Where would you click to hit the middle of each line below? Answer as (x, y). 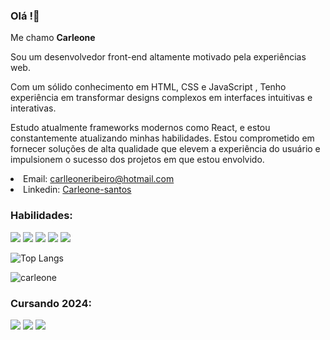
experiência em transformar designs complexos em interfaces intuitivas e (161, 98)
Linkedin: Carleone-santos (77, 190)
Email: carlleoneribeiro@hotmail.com (99, 179)
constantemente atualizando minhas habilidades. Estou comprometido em (162, 138)
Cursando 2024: (51, 303)
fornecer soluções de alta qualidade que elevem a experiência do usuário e (165, 149)
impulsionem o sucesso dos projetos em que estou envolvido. (137, 160)
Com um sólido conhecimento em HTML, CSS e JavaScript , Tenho (148, 87)
